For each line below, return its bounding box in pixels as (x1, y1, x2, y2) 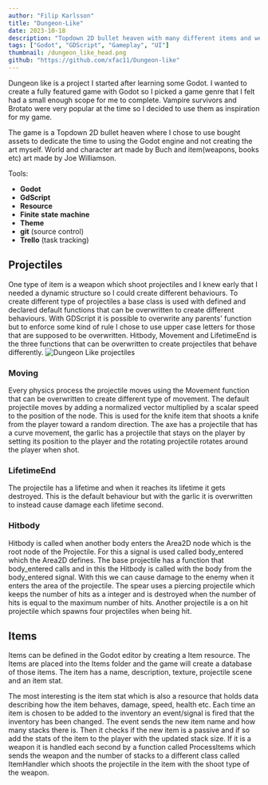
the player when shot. (8, 444, 80, 454)
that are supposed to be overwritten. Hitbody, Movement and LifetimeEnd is (8, 330, 258, 340)
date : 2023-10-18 (8, 26, 66, 34)
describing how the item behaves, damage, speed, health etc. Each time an (8, 700, 255, 710)
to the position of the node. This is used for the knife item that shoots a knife (8, 411, 259, 420)
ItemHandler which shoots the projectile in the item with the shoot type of (8, 759, 250, 769)
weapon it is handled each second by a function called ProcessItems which (8, 743, 256, 752)
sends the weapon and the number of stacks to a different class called (8, 751, 240, 760)
